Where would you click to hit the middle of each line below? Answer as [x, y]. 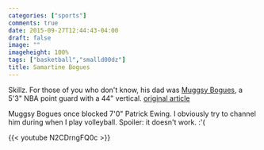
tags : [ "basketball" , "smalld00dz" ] [67, 60]
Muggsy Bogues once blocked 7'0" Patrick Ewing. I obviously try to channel [132, 113]
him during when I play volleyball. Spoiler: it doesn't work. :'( [107, 122]
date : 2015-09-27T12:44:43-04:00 [63, 30]
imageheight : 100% [38, 52]
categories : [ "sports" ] [48, 15]
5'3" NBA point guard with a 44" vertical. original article [99, 98]
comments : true [33, 23]
